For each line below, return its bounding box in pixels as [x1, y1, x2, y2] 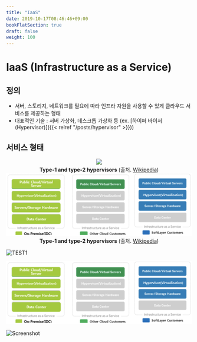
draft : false [6, 28, 38, 34]
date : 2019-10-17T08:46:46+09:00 [6, 15, 88, 22]
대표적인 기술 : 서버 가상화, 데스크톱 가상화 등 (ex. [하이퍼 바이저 [14, 117, 162, 124]
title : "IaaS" [6, 9, 41, 15]
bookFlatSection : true [6, 22, 62, 28]
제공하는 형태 [30, 110, 61, 117]
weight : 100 [6, 34, 35, 41]
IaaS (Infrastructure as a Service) [6, 61, 172, 74]
